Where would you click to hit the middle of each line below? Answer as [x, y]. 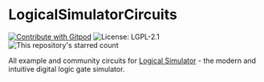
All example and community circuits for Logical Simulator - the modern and [132, 61]
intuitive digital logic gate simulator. [67, 68]
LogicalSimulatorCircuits [93, 15]
